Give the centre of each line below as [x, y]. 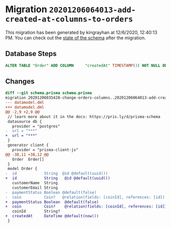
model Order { [22, 169]
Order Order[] [28, 159]
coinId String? [36, 211]
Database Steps [31, 54]
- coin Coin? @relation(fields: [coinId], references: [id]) [85, 197]
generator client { [28, 145]
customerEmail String [35, 188]
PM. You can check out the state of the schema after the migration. [76, 38]
